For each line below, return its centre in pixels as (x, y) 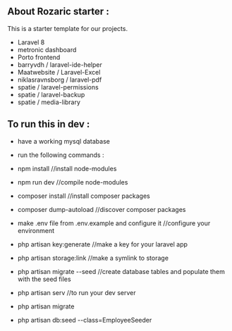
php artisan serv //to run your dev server (77, 292)
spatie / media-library (49, 102)
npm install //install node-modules (67, 168)
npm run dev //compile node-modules (73, 182)
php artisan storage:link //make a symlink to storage (93, 258)
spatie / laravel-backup (51, 94)
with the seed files (44, 279)
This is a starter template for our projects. (68, 28)
